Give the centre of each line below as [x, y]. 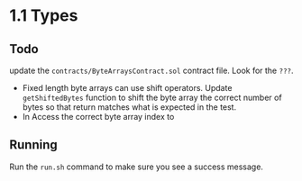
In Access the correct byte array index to [98, 117]
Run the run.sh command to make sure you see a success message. [137, 167]
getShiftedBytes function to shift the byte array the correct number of [152, 97]
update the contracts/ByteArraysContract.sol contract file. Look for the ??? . [152, 70]
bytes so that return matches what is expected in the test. [129, 107]
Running [34, 145]
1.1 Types [44, 16]
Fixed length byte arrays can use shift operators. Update [127, 88]
